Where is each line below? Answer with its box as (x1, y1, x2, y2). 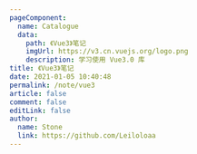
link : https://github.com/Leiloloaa (17, 131, 156, 140)
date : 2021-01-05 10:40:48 (9, 72, 112, 82)
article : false (9, 89, 67, 98)
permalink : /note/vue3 (9, 81, 95, 90)
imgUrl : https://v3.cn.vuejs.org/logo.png (25, 47, 189, 56)
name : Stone (17, 123, 64, 132)
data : (17, 30, 39, 39)
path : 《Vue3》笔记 (25, 38, 86, 48)
